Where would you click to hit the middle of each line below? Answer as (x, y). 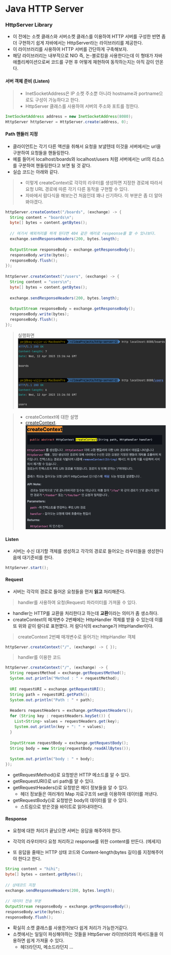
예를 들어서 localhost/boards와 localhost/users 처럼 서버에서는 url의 (82, 159)
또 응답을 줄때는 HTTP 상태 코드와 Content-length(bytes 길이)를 (77, 853)
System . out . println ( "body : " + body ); (52, 759)
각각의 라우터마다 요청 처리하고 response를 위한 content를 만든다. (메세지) (87, 841)
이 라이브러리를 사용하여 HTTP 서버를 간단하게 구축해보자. (70, 49)
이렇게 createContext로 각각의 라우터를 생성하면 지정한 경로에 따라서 (94, 183)
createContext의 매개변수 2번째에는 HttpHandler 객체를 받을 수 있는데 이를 (88, 620)
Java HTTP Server (45, 9)
